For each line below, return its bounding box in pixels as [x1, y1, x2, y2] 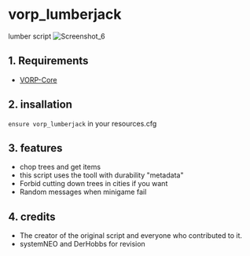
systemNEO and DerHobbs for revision [19, 240, 145, 249]
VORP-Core [19, 75, 57, 84]
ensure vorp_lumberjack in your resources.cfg [8, 119, 157, 128]
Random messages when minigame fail [19, 187, 147, 197]
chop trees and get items [19, 163, 101, 172]
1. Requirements [8, 54, 89, 68]
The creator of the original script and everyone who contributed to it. [19, 231, 242, 240]
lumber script [8, 31, 52, 41]
